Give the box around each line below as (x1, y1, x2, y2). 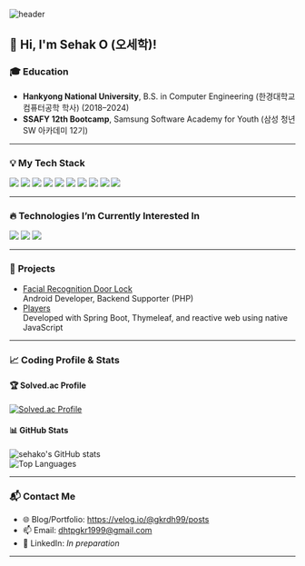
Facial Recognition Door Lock (22, 283, 133, 294)
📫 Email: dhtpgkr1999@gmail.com (22, 525, 152, 536)
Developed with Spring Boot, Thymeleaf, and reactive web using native (22, 312, 289, 323)
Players (22, 303, 52, 313)
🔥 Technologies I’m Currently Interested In (9, 209, 201, 222)
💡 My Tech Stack (9, 156, 85, 169)
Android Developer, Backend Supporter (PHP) (22, 293, 194, 303)
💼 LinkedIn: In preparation (22, 538, 120, 549)
